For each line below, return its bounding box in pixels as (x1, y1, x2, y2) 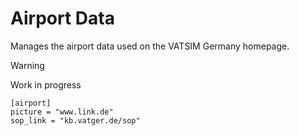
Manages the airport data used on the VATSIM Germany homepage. (10, 40, 290, 52)
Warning (10, 59, 45, 71)
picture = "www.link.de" (10, 107, 114, 117)
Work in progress (10, 78, 82, 91)
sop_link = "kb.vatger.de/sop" (10, 115, 141, 126)
